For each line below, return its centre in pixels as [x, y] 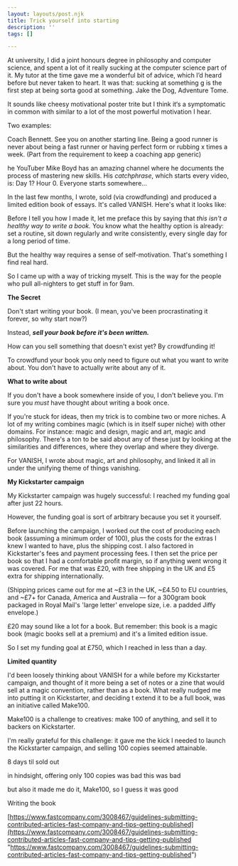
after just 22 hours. [35, 503]
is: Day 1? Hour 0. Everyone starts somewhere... [77, 183]
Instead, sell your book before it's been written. [78, 333]
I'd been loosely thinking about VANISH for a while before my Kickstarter [114, 675]
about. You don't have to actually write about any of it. [86, 368]
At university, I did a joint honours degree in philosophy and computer [109, 60]
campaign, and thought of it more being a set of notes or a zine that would [116, 683]
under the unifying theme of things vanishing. [74, 468]
